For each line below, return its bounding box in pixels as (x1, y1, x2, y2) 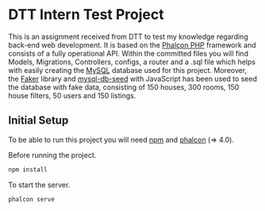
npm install (8, 165, 48, 174)
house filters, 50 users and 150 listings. (8, 90, 136, 100)
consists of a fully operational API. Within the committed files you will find (8, 48, 248, 58)
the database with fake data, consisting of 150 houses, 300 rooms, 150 (8, 82, 240, 92)
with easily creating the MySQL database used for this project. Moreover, (8, 65, 248, 75)
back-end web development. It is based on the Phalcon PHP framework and (8, 40, 256, 49)
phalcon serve (8, 195, 56, 203)
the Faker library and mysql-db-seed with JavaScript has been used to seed (8, 74, 258, 83)
